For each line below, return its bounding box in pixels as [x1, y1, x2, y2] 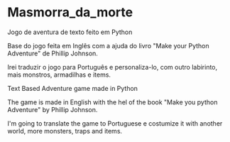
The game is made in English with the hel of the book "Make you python [7, 97, 218, 106]
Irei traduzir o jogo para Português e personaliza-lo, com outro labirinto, [7, 62, 218, 71]
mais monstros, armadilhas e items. [7, 70, 111, 79]
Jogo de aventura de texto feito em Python [7, 28, 133, 36]
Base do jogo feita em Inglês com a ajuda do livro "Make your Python [7, 41, 209, 50]
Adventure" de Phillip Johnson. [7, 49, 98, 58]
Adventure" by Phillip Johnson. [7, 105, 98, 114]
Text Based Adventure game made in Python [7, 84, 138, 92]
